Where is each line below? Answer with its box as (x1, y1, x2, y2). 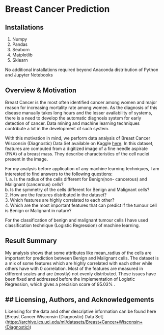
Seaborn (12, 47, 30, 52)
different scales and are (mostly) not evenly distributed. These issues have (5, 270, 156, 277)
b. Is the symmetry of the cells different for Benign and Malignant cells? (5, 186, 150, 192)
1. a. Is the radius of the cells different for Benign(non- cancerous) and (5, 176, 147, 182)
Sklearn (12, 57, 28, 63)
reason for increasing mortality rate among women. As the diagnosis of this (5, 105, 158, 111)
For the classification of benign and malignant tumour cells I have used (5, 217, 148, 223)
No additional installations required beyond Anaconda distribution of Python (5, 67, 159, 73)
